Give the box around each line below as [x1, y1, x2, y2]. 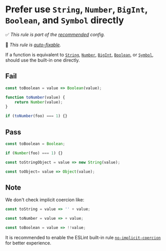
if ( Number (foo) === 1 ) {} [5, 150, 63, 156]
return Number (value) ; [14, 99, 63, 104]
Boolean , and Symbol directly [5, 14, 125, 26]
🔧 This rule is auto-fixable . [5, 41, 61, 48]
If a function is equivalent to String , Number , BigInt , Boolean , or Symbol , [5, 51, 154, 57]
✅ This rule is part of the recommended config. [5, 31, 105, 37]
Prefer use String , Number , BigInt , [5, 4, 148, 15]
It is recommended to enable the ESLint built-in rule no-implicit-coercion [5, 234, 161, 240]
